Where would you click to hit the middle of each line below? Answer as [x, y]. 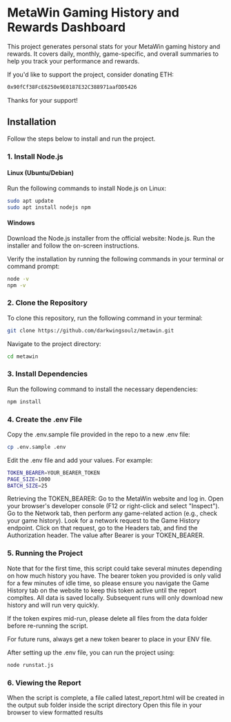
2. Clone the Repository [48, 303]
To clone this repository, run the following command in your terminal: [105, 318]
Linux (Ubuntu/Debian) [41, 173]
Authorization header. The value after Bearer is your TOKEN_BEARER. [106, 535]
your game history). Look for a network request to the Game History [103, 521]
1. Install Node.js [35, 157]
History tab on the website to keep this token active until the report [102, 590]
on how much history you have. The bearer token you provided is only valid [114, 575]
